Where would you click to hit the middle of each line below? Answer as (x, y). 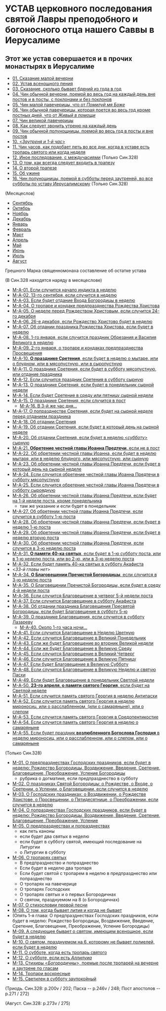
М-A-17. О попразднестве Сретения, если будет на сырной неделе (83, 411)
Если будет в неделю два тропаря (56, 868)
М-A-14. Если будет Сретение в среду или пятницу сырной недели (83, 395)
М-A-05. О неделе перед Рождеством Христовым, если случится (82, 311)
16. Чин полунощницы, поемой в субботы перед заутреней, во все (83, 178)
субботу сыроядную (34, 490)
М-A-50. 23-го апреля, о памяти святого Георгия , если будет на (81, 685)
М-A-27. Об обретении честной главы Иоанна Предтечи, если (78, 511)
